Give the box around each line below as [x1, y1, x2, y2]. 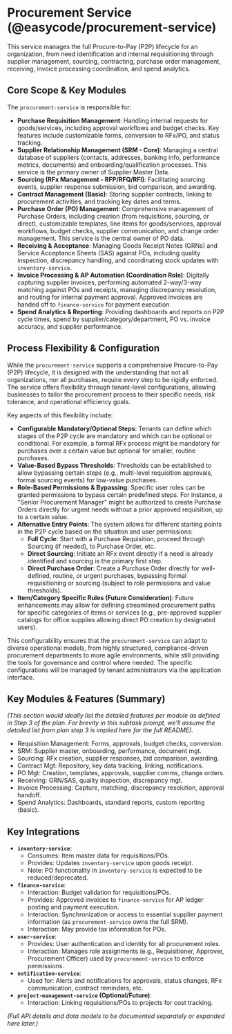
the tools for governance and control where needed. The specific [7, 658, 193, 666]
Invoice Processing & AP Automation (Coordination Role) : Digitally [17, 271, 209, 279]
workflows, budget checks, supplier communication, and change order [17, 226, 219, 235]
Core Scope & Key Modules [7, 84, 126, 96]
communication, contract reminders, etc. [27, 984, 144, 992]
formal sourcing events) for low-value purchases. [17, 475, 158, 484]
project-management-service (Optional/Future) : [17, 991, 152, 999]
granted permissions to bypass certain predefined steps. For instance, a [17, 490, 223, 499]
